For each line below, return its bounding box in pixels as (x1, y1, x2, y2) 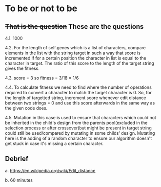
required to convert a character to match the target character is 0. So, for (5, 90, 152, 95)
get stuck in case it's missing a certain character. (5, 141, 104, 146)
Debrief (5, 155, 29, 163)
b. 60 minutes (5, 177, 33, 183)
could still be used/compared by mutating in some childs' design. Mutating (5, 130, 155, 136)
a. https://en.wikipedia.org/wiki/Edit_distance (5, 167, 96, 173)
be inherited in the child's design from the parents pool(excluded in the (5, 120, 148, 125)
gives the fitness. (5, 65, 40, 71)
